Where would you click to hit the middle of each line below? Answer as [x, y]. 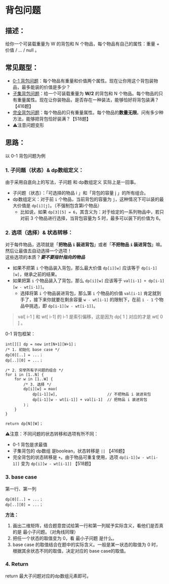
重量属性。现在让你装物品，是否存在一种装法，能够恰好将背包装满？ [88, 100]
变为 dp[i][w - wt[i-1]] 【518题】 [57, 463]
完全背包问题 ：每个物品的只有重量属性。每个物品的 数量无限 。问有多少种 [88, 112]
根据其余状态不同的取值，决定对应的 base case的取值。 [71, 551]
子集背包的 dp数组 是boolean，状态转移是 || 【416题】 [70, 451]
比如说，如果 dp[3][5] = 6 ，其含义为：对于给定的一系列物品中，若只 [92, 212]
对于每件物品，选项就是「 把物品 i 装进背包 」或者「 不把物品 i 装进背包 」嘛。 [85, 245]
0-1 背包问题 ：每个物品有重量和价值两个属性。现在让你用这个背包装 [83, 81]
